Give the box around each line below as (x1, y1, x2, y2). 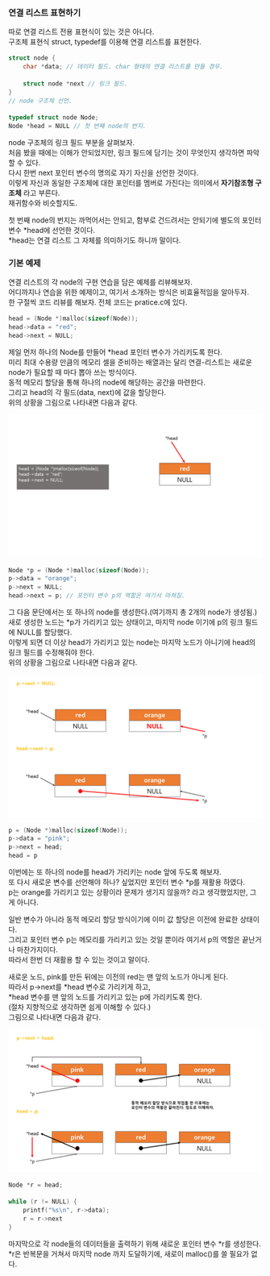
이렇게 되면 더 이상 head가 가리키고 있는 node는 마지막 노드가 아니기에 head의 (8, 638, 256, 647)
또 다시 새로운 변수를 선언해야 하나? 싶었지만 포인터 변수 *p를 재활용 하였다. (8, 877, 246, 887)
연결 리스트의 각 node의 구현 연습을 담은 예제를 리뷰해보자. (8, 277, 193, 287)
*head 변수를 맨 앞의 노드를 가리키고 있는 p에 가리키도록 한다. (8, 992, 203, 1002)
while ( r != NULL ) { (8, 1198, 78, 1206)
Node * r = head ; (8, 1181, 63, 1189)
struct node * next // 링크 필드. (23, 79, 129, 88)
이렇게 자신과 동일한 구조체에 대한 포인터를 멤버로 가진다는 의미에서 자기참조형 (8, 178, 254, 188)
